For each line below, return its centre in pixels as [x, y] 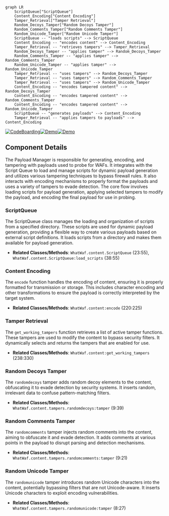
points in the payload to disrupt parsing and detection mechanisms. [75, 443]
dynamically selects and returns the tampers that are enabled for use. [78, 343]
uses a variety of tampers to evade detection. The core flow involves [76, 186]
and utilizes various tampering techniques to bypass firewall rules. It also [81, 176]
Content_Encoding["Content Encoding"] [55, 16]
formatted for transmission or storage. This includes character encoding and [85, 288]
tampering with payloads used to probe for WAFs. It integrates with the [79, 165]
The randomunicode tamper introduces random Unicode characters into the [82, 482]
